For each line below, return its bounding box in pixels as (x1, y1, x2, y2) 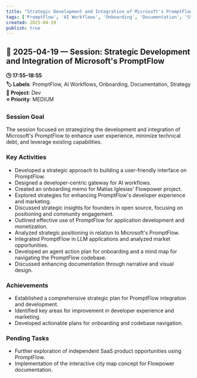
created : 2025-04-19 (6, 19, 57, 25)
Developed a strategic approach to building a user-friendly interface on (14, 166, 187, 173)
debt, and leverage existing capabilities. (6, 139, 103, 146)
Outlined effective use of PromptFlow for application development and (14, 216, 185, 223)
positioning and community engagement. (14, 210, 114, 218)
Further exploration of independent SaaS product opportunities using (14, 347, 182, 354)
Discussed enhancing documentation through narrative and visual (14, 260, 174, 267)
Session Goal (6, 112, 45, 121)
